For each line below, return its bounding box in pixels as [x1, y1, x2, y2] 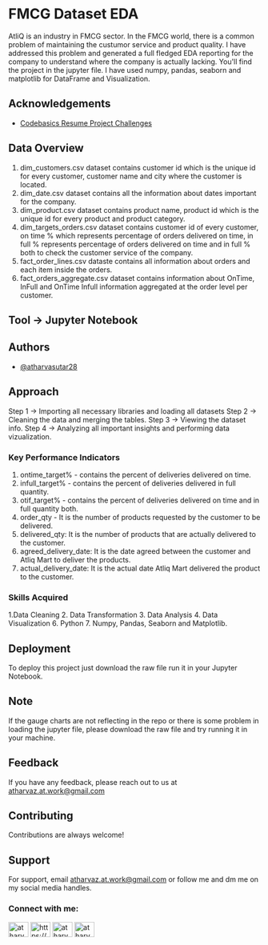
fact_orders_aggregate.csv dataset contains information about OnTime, [19, 273, 255, 282]
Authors [8, 341, 50, 354]
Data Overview [8, 142, 84, 155]
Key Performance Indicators [8, 451, 120, 462]
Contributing [8, 809, 74, 823]
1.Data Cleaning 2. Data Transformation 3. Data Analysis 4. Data [8, 610, 218, 620]
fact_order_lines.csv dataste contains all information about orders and [19, 256, 250, 266]
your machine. [8, 733, 56, 743]
